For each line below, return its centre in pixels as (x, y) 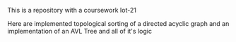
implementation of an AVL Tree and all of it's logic (79, 31)
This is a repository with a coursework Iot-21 (72, 10)
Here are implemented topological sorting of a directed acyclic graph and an (118, 23)
